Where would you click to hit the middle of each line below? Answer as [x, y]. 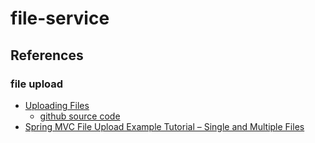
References [47, 55]
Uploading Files [57, 105]
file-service [60, 18]
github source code [80, 116]
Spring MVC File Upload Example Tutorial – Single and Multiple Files [164, 126]
